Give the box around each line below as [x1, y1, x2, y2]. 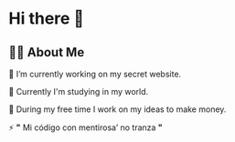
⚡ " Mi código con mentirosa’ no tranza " [8, 122, 164, 133]
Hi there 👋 [8, 8, 84, 29]
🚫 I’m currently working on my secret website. [8, 68, 182, 79]
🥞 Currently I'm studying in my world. [8, 86, 149, 96]
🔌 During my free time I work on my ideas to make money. [8, 104, 227, 115]
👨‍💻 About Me [8, 45, 85, 60]
